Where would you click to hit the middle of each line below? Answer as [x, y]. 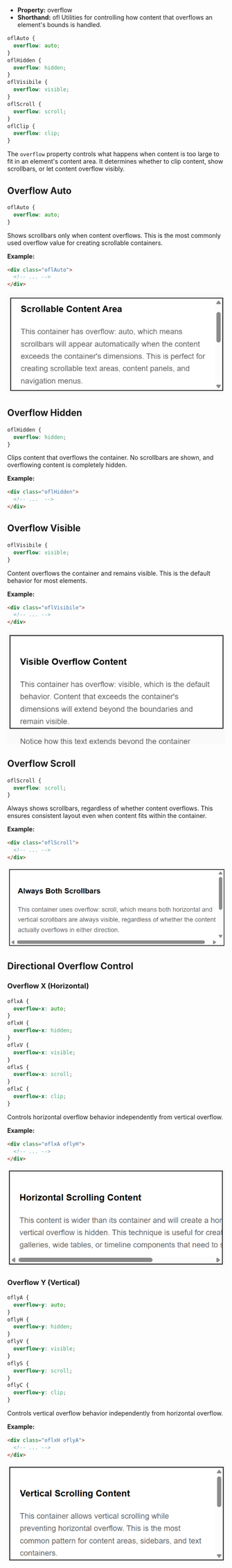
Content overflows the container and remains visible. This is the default [109, 573]
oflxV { [18, 1045]
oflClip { [21, 126]
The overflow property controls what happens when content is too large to [113, 154]
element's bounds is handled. [59, 25]
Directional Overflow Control [70, 966]
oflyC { [18, 1386]
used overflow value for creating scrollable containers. [85, 243]
